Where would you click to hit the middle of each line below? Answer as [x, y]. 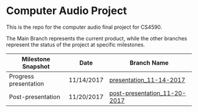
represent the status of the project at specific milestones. [76, 45]
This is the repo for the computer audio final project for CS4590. [84, 27]
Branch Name [149, 63]
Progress [22, 76]
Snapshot [36, 66]
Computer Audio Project [67, 11]
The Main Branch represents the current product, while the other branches [97, 38]
